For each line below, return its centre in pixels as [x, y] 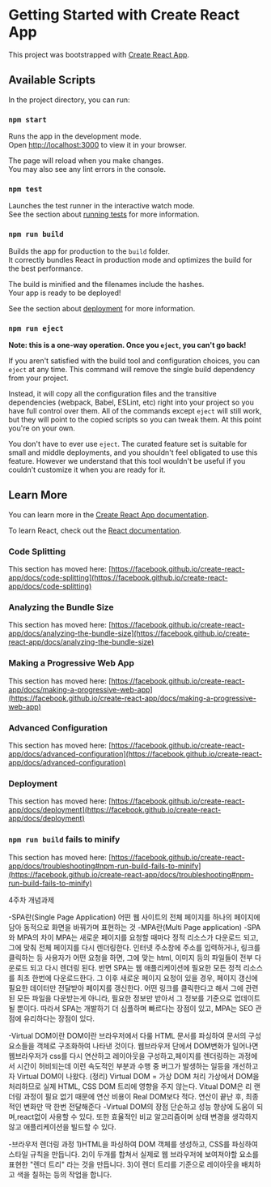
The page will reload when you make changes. [86, 161]
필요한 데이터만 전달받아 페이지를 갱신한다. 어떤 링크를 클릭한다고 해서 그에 [126, 988]
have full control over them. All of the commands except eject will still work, [135, 410]
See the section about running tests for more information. [104, 214]
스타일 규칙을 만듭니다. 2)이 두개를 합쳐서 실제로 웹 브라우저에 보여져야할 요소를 [133, 1154]
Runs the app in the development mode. [75, 136]
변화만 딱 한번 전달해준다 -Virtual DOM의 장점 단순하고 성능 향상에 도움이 [139, 1106]
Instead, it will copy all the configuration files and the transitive [112, 393]
